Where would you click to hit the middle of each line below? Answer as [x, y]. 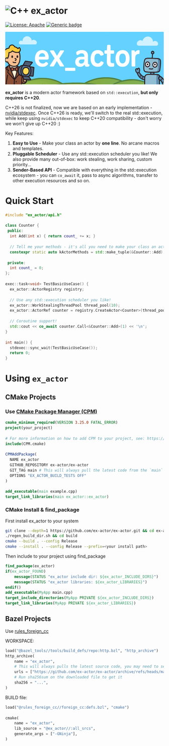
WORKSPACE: [20, 641]
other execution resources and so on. [51, 180]
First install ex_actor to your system [42, 521]
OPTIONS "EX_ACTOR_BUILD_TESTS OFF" [48, 476]
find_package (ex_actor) [30, 566]
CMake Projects [31, 397]
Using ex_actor [37, 379]
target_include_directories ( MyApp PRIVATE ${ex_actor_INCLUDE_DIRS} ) [80, 598]
